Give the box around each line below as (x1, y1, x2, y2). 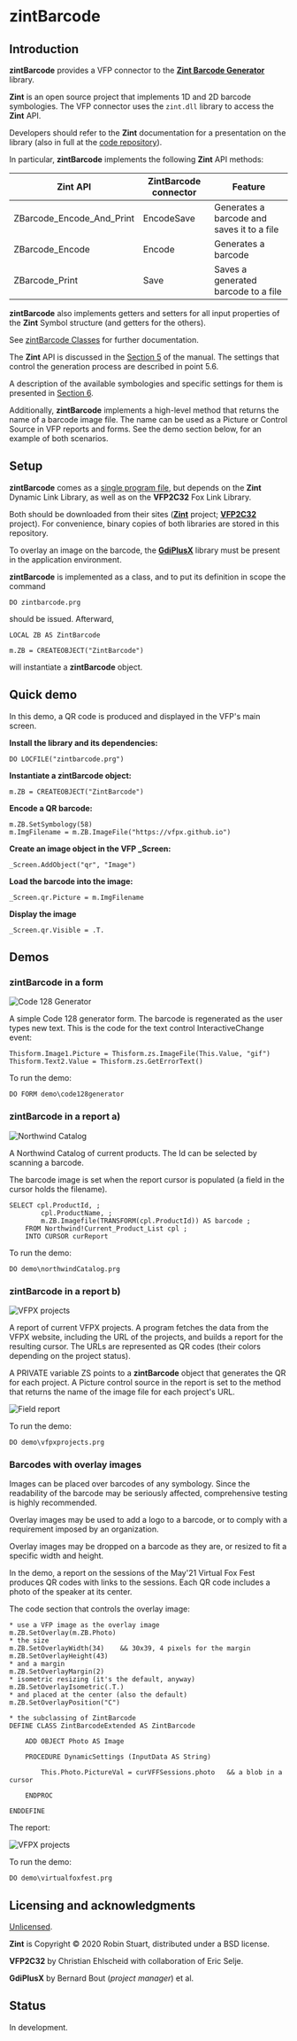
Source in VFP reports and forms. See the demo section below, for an (9, 423, 263, 434)
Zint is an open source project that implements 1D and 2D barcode (9, 91, 252, 102)
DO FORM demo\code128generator (9, 1090, 125, 1099)
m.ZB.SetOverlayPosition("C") (9, 1698, 121, 1707)
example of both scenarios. (9, 433, 109, 444)
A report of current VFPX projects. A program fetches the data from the (9, 1322, 270, 1332)
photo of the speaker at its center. (9, 1587, 133, 1597)
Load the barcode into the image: (9, 875, 133, 887)
